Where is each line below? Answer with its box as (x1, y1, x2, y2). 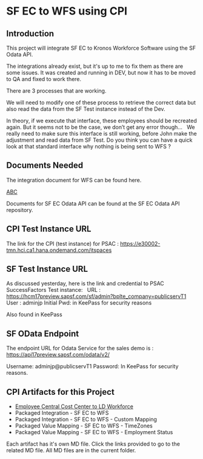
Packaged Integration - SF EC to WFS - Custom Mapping (15, 416, 158, 423)
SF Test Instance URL (6, 264, 88, 274)
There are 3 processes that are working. (6, 87, 107, 94)
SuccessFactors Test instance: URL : (6, 286, 101, 294)
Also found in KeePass (6, 311, 62, 319)
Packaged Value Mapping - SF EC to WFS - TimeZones (15, 422, 153, 429)
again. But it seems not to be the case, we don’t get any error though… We (6, 124, 195, 131)
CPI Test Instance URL (6, 224, 92, 234)
